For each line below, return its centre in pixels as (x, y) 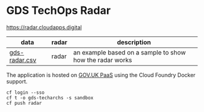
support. (17, 81)
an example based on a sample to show (130, 52)
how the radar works (103, 60)
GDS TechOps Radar (59, 11)
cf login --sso (25, 92)
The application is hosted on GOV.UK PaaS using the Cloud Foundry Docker (101, 75)
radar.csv (23, 60)
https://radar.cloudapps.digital (44, 27)
